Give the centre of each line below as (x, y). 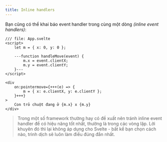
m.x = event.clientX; (46, 61)
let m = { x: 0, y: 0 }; (40, 47)
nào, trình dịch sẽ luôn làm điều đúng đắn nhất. (66, 134)
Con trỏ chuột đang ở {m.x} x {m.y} (53, 104)
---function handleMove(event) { (49, 56)
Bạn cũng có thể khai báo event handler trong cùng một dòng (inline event (82, 24)
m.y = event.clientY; (46, 65)
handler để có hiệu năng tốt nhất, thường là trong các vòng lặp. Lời (86, 123)
